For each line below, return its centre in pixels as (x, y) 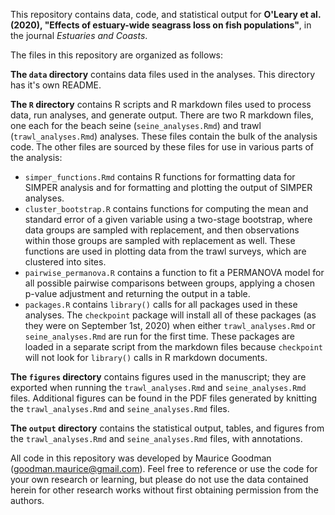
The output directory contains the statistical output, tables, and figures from (167, 428)
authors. (27, 500)
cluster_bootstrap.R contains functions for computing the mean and (166, 208)
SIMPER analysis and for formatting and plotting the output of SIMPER (168, 187)
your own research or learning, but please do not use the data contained (159, 479)
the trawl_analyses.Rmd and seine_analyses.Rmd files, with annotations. (156, 438)
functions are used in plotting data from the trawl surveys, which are (165, 251)
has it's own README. (56, 85)
